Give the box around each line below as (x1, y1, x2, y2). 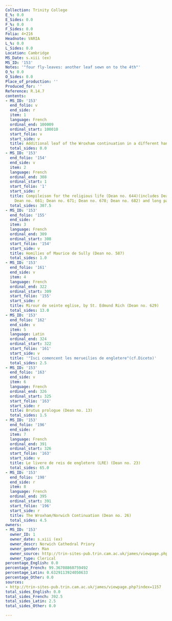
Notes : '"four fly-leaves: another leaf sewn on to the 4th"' (5, 65, 141, 70)
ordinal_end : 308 (10, 174, 47, 179)
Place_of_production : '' (5, 79, 58, 84)
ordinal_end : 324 (10, 336, 47, 342)
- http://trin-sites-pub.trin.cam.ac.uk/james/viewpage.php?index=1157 (5, 584, 161, 590)
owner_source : (10, 551, 40, 556)
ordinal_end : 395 (10, 494, 47, 499)
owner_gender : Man (10, 546, 50, 551)
